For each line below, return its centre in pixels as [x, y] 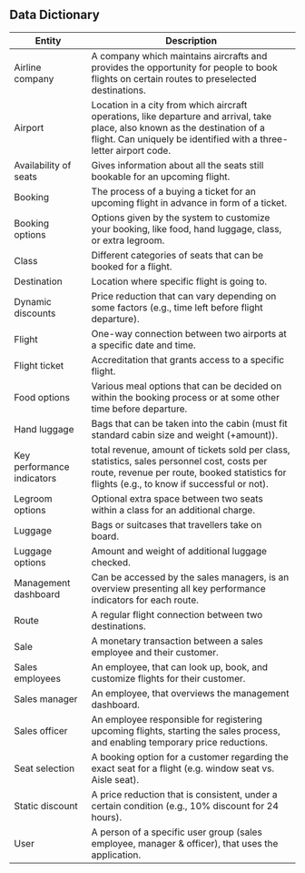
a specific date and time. [144, 345]
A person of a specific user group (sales [177, 832]
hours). [107, 817]
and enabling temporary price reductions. [180, 742]
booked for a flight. [132, 266]
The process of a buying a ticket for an [173, 191]
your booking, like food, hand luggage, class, [187, 228]
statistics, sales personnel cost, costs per [179, 461]
